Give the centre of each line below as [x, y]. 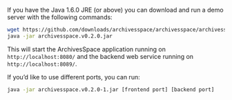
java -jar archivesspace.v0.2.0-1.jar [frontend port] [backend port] [111, 89]
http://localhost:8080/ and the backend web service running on [100, 56]
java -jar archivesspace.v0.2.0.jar [60, 36]
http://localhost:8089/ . [42, 64]
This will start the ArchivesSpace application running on [86, 49]
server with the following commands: [60, 17]
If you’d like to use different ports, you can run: [74, 77]
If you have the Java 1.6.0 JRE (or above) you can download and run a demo [115, 10]
